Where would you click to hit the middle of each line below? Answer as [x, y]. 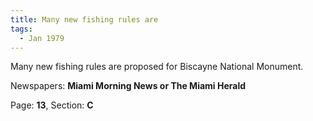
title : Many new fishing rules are [84, 19]
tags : [21, 29]
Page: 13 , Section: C [52, 105]
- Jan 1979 [42, 38]
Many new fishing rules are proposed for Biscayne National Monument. [157, 67]
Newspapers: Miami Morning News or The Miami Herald [128, 86]
